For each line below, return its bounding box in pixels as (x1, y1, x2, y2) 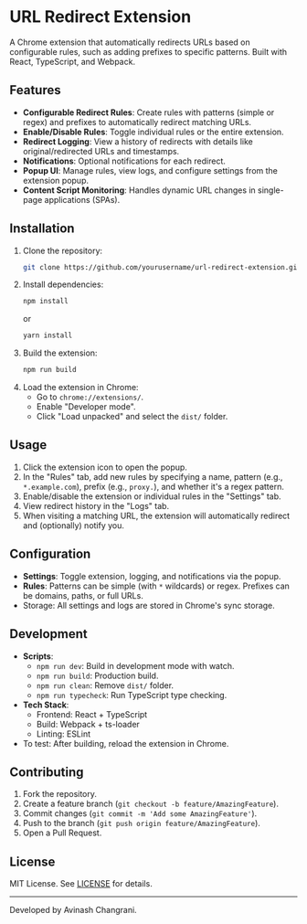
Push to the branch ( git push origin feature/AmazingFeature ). (22, 818, 260, 829)
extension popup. (22, 175, 90, 186)
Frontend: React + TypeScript (36, 708, 148, 719)
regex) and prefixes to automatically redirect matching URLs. (22, 116, 252, 127)
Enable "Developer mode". (36, 401, 136, 412)
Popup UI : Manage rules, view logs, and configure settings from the (22, 165, 279, 175)
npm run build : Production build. (36, 670, 159, 681)
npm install (22, 297, 69, 306)
